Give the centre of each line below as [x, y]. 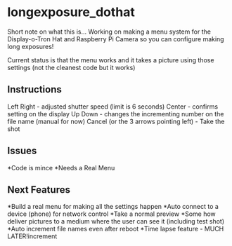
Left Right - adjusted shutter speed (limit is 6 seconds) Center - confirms [113, 107]
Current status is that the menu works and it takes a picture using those [111, 60]
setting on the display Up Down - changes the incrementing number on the [116, 114]
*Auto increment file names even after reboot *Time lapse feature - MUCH [116, 229]
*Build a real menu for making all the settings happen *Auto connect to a [113, 207]
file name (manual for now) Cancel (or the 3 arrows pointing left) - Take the [116, 121]
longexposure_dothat [71, 12]
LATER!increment [32, 236]
